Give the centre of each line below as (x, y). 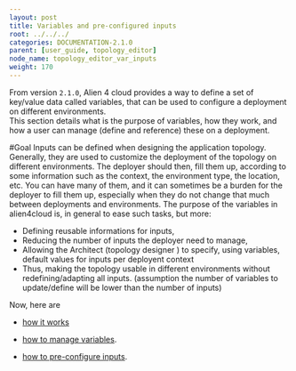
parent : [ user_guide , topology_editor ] (83, 51)
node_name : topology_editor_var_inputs (83, 59)
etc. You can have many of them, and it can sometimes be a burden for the (146, 185)
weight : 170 (31, 68)
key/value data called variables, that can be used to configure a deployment (148, 101)
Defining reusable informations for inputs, (98, 230)
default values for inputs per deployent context (108, 259)
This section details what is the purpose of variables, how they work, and (143, 120)
